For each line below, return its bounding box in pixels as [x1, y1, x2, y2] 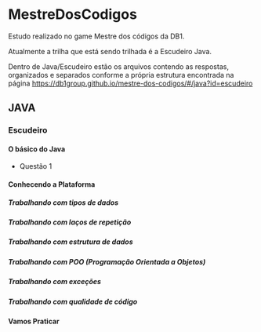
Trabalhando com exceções [8, 277, 102, 286]
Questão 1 [19, 162, 53, 171]
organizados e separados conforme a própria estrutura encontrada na [8, 70, 234, 79]
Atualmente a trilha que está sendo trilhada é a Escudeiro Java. [8, 46, 212, 56]
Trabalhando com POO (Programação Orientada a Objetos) [8, 257, 206, 266]
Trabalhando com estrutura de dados [8, 237, 133, 246]
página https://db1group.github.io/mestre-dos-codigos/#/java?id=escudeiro [8, 78, 253, 88]
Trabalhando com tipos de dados [8, 198, 119, 207]
